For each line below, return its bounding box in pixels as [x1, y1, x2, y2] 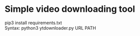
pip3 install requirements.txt [4, 20, 62, 26]
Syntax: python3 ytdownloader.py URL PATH [4, 25, 96, 31]
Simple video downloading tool [4, 3, 136, 15]
